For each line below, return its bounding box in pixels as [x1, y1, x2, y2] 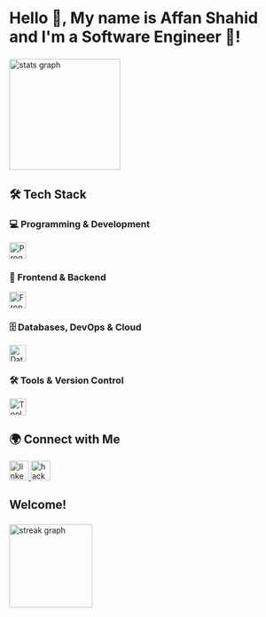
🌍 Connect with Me [9, 432, 121, 447]
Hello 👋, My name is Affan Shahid [9, 8, 259, 28]
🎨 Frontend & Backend [9, 270, 106, 283]
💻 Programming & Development [9, 218, 151, 230]
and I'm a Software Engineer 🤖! [9, 27, 241, 47]
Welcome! [9, 496, 66, 512]
